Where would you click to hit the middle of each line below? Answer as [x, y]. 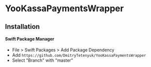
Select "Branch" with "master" [42, 60]
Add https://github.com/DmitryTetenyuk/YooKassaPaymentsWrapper [79, 55]
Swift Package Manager [30, 39]
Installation [22, 27]
